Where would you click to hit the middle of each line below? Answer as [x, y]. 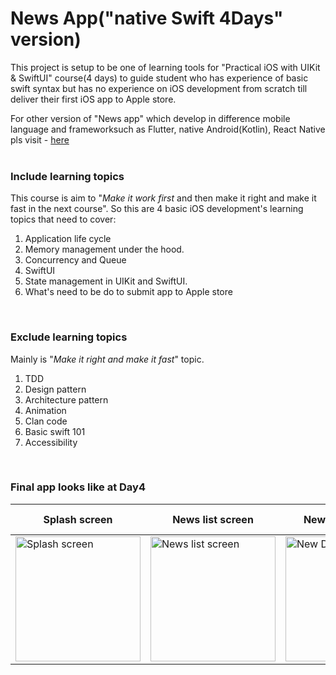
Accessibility [51, 442]
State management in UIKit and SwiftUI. [106, 281]
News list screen [213, 519]
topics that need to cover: [63, 219]
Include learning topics [67, 176]
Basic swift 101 [55, 431]
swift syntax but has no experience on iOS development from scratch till [159, 88]
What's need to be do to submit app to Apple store [128, 292]
